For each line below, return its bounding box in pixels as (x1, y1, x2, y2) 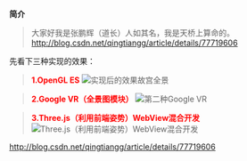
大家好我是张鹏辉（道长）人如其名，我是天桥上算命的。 (30, 28, 235, 38)
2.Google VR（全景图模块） (30, 93, 134, 104)
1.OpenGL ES (30, 75, 80, 85)
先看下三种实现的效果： (9, 56, 95, 66)
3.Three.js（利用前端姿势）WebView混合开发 (30, 113, 201, 123)
